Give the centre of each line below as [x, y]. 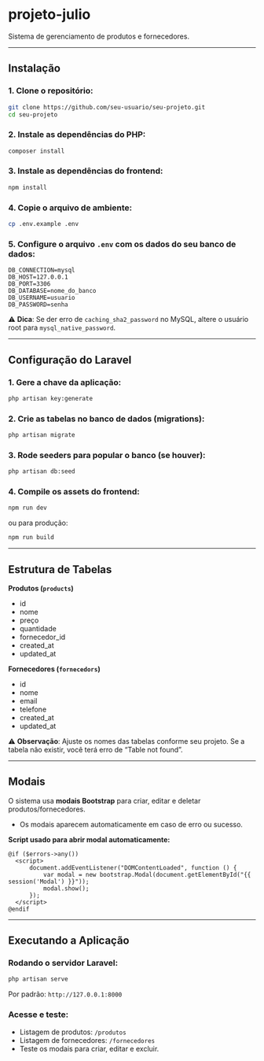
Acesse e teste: [38, 1015]
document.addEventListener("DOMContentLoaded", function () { [133, 867]
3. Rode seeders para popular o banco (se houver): [107, 455]
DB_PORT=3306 [29, 284]
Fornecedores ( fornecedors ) [54, 669]
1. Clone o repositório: [51, 91]
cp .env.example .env [44, 224]
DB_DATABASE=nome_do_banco [52, 291]
